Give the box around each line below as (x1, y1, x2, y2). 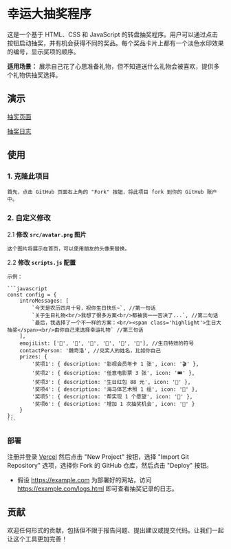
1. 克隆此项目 (7, 171, 49, 181)
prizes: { (19, 353, 48, 360)
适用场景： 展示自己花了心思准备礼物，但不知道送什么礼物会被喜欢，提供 (7, 62, 214, 70)
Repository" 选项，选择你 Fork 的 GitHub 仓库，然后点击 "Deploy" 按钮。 (7, 462, 213, 470)
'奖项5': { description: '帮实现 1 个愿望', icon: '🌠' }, (32, 393, 193, 400)
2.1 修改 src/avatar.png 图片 (7, 230, 87, 238)
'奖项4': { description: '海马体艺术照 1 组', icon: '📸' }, (32, 386, 198, 393)
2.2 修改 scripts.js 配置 (7, 258, 76, 266)
